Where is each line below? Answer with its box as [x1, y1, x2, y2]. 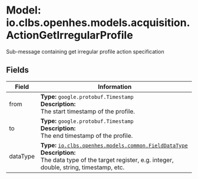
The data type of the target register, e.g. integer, [40, 155, 174, 164]
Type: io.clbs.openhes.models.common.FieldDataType [40, 141, 188, 149]
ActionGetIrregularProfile [6, 29, 134, 42]
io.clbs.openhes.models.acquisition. [6, 16, 190, 29]
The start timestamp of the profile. [40, 107, 136, 115]
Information [98, 82, 132, 91]
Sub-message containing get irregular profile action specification [6, 48, 164, 55]
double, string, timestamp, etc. [40, 163, 125, 171]
